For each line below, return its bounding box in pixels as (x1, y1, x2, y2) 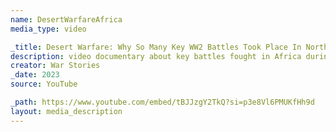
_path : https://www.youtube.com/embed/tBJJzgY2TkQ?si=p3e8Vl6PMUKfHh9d (10, 97, 315, 107)
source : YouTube (10, 79, 78, 90)
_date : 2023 (10, 70, 60, 80)
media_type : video (10, 24, 87, 34)
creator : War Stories (10, 61, 101, 71)
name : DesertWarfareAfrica (10, 14, 123, 25)
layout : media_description (10, 106, 123, 116)
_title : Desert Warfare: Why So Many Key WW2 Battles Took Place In (10, 42, 302, 52)
